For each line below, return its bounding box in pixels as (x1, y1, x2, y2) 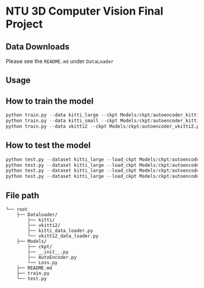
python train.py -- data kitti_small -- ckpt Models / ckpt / (5, 118, 153, 124)
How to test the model (5, 140, 91, 150)
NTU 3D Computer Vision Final (5, 4, 164, 18)
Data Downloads (5, 41, 69, 52)
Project (5, 17, 43, 31)
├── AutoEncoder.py (27, 254, 77, 260)
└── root (5, 206, 28, 212)
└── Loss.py (27, 259, 58, 265)
